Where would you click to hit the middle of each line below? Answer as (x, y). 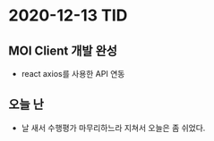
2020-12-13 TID (68, 16)
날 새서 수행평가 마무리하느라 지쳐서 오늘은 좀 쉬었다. (113, 128)
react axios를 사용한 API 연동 (73, 74)
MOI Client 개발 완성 (63, 50)
